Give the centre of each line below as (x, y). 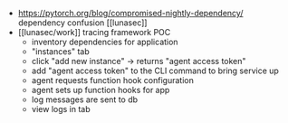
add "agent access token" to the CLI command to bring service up (155, 71)
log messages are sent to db (85, 99)
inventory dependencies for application (105, 42)
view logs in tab (61, 109)
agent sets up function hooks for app (101, 90)
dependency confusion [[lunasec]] (82, 23)
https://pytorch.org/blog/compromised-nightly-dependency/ (130, 13)
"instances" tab (61, 52)
